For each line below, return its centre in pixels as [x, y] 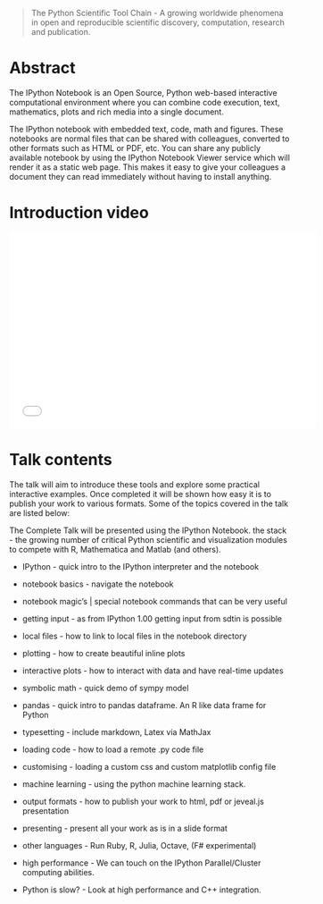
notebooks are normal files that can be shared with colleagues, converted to [149, 139]
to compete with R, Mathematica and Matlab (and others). [115, 549]
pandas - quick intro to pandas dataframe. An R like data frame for [144, 705]
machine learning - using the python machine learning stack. [134, 784]
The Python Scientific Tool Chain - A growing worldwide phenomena [157, 13]
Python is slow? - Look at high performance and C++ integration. [141, 890]
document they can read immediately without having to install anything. [141, 176]
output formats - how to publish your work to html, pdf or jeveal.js [143, 801]
